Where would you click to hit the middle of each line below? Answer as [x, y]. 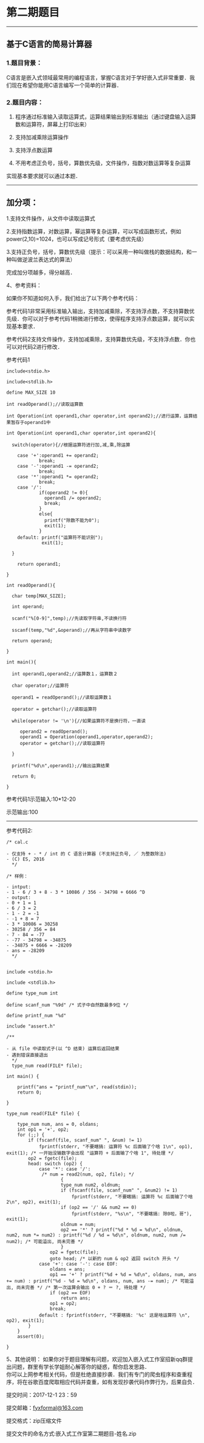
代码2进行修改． [42, 346]
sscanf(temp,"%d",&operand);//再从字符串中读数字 [72, 630]
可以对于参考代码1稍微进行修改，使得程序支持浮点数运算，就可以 [108, 318]
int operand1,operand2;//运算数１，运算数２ [65, 674]
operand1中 [37, 422]
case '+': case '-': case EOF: [78, 1264]
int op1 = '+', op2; [43, 1129]
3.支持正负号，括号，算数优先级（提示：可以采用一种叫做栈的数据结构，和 [99, 252]
